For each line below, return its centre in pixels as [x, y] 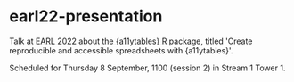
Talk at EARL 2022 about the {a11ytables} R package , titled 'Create [131, 41]
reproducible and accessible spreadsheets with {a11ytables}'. [121, 50]
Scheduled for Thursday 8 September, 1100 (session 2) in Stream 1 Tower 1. [147, 68]
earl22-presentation [86, 16]
